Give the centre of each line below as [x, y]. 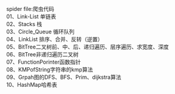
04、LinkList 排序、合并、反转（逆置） [55, 39]
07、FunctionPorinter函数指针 [43, 62]
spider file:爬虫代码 [30, 9]
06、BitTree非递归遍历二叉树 [43, 54]
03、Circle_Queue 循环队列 [40, 32]
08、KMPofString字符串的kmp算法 [50, 69]
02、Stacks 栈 [24, 24]
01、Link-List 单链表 [31, 16]
